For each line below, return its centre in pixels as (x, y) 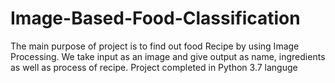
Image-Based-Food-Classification (155, 18)
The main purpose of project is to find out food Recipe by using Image (155, 46)
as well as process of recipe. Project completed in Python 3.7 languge (154, 67)
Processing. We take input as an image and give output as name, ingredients (168, 56)
